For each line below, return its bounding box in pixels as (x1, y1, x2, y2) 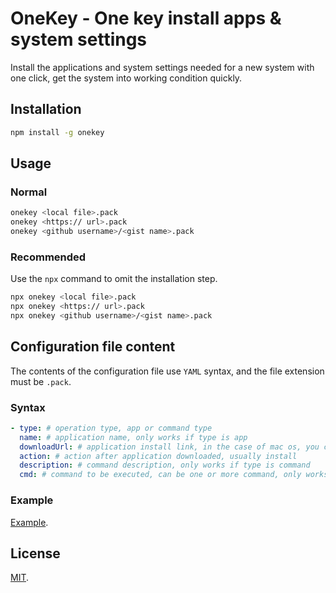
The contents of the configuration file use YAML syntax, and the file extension (10, 365, 325, 377)
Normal (10, 185, 48, 199)
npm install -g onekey (10, 127, 105, 137)
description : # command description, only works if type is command (19, 460, 311, 471)
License (10, 545, 61, 562)
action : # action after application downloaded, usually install (19, 451, 298, 461)
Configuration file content (10, 338, 176, 356)
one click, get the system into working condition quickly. (10, 72, 243, 84)
